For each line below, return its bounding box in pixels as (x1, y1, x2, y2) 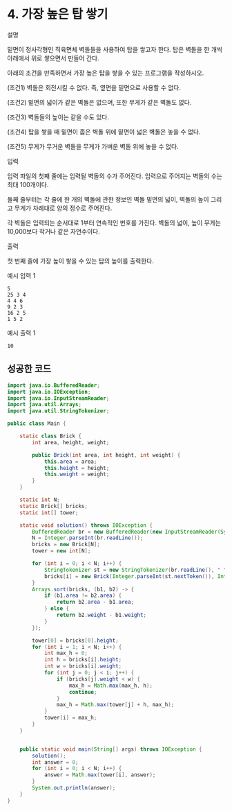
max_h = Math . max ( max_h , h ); (68, 682, 153, 689)
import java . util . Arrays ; (7, 401, 81, 408)
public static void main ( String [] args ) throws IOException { (19, 746, 202, 753)
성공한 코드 (7, 363, 52, 375)
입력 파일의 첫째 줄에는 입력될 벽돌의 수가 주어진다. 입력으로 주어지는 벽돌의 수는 (7, 171, 223, 180)
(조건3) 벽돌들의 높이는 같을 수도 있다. (7, 112, 109, 121)
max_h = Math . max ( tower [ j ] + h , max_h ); (56, 701, 175, 708)
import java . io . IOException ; (7, 388, 91, 395)
